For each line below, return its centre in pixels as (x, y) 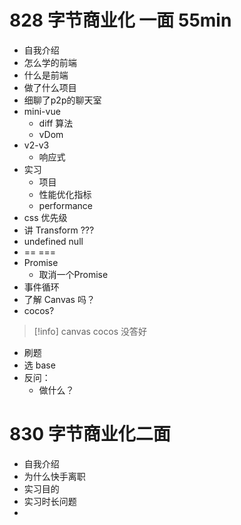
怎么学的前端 (50, 62)
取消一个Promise (73, 274)
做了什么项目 (50, 87)
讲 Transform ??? (59, 230)
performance (66, 205)
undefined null (53, 241)
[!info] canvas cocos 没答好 (90, 331)
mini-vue (42, 111)
